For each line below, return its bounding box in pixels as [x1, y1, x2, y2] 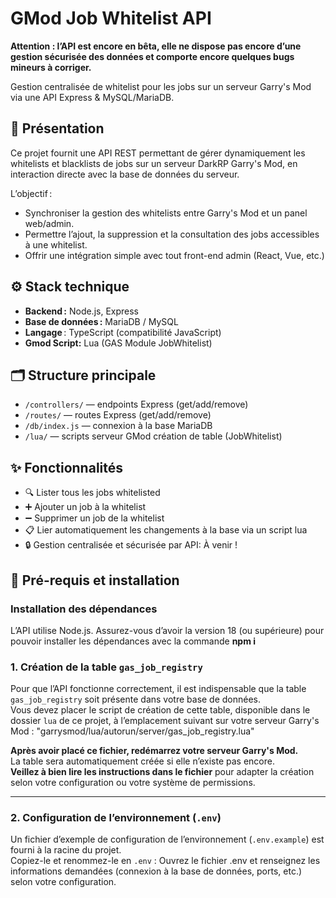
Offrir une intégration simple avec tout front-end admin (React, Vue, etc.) [24, 249, 325, 261]
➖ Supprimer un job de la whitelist [24, 512, 165, 524]
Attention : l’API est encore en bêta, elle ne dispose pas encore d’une [10, 40, 302, 52]
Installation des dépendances [10, 602, 158, 616]
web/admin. [24, 217, 75, 229]
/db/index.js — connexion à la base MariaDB [24, 420, 213, 432]
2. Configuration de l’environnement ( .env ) [10, 811, 222, 825]
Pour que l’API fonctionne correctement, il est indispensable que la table [10, 683, 307, 695]
